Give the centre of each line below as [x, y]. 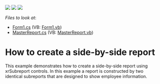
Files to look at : [21, 18]
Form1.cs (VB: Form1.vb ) [37, 27]
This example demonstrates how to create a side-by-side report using [77, 66]
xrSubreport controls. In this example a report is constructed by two [74, 71]
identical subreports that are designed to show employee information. [76, 76]
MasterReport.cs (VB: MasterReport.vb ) [53, 32]
